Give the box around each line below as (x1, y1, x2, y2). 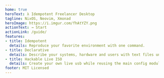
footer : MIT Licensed (5, 66, 49, 71)
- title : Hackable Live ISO (5, 57, 62, 62)
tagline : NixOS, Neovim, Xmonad (5, 16, 71, 21)
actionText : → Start (5, 25, 47, 30)
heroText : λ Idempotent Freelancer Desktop (5, 12, 95, 16)
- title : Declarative (5, 47, 49, 52)
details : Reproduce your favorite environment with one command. (9, 43, 145, 48)
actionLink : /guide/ (5, 30, 47, 34)
